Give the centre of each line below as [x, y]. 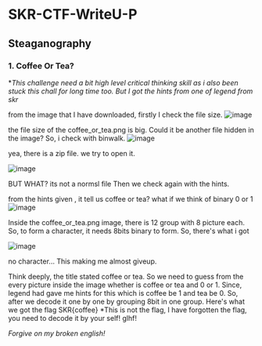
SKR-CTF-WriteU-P [73, 15]
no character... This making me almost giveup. [83, 261]
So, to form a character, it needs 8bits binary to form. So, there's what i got [129, 231]
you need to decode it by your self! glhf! [72, 318]
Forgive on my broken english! [57, 333]
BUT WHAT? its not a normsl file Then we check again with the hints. [119, 184]
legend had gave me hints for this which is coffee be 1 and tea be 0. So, [123, 293]
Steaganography [50, 44]
